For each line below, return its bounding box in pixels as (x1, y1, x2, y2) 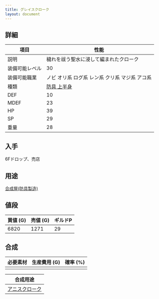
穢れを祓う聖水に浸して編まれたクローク (46, 56, 139, 63)
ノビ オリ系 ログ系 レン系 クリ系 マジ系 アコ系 (46, 74, 152, 81)
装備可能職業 (7, 74, 37, 81)
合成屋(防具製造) (5, 186, 38, 191)
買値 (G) (7, 217, 26, 224)
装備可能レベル (7, 65, 42, 72)
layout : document (5, 12, 40, 17)
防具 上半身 (46, 83, 72, 90)
